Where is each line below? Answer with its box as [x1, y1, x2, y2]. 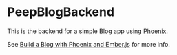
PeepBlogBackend [7, 4, 115, 20]
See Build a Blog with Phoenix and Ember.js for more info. [7, 40, 171, 48]
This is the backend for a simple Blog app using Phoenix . [7, 27, 169, 35]
